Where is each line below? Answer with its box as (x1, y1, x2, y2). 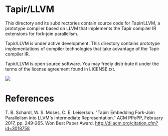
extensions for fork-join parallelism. (5, 30, 79, 36)
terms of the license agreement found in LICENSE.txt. (5, 66, 116, 72)
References (5, 93, 54, 104)
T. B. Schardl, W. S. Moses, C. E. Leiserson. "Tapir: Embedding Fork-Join (5, 109, 155, 115)
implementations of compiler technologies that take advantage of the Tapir (5, 45, 159, 51)
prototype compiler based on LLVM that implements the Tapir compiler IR (5, 25, 156, 31)
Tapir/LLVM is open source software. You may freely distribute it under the (5, 60, 159, 66)
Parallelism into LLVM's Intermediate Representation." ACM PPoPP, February (5, 114, 163, 120)
